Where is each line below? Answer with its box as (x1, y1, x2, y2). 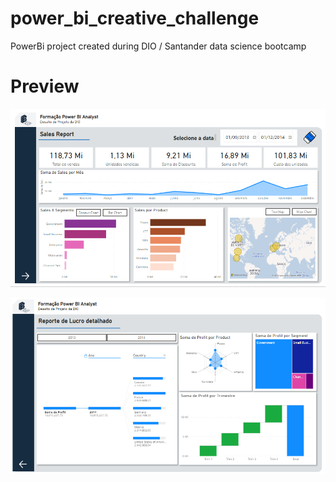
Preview (10, 75, 80, 98)
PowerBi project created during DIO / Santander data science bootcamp (10, 40, 307, 52)
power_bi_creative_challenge (10, 7, 260, 30)
